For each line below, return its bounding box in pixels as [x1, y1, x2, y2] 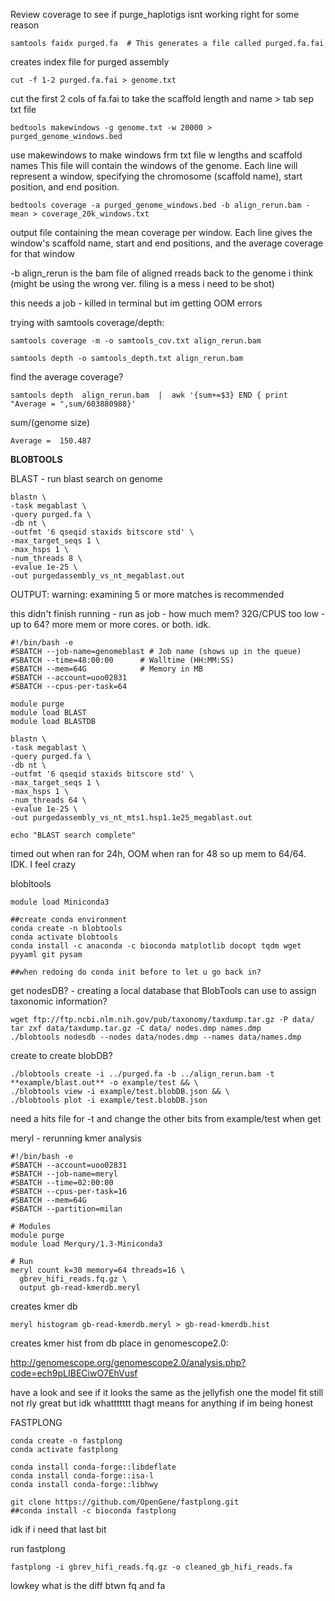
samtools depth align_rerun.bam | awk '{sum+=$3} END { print [10, 390, 288, 400]
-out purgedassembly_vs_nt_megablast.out [10, 571, 186, 581]
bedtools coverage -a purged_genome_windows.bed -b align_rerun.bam [10, 200, 302, 210]
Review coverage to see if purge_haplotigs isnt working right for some [10, 9, 300, 20]
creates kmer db [10, 1300, 78, 1312]
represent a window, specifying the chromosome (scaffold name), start [10, 170, 303, 182]
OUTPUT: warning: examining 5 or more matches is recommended [10, 589, 285, 600]
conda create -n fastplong [10, 1436, 123, 1446]
